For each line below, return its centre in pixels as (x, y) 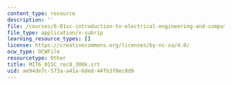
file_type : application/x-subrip (55, 33)
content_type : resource (41, 13)
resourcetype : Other (37, 58)
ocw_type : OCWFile (33, 52)
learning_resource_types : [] (49, 39)
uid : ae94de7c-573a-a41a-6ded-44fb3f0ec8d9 (71, 71)
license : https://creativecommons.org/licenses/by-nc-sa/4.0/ (98, 45)
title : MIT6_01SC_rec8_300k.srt (54, 64)
